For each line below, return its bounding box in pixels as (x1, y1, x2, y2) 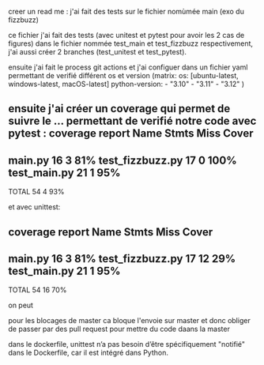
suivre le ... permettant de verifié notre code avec (8, 115, 257, 128)
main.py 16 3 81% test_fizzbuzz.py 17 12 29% (8, 252, 236, 265)
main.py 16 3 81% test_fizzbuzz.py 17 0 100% (8, 153, 237, 167)
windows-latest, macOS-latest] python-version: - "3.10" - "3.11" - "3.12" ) (8, 79, 245, 88)
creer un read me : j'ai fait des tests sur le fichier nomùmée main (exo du (8, 7, 245, 16)
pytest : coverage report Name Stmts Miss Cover (8, 126, 255, 141)
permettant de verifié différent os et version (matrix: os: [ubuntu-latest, (8, 71, 239, 80)
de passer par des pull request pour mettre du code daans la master (8, 324, 231, 334)
